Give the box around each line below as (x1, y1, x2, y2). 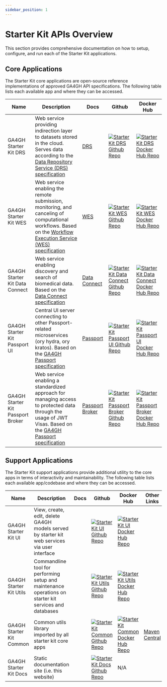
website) (34, 674, 55, 681)
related (34, 326, 52, 333)
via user (34, 544, 53, 551)
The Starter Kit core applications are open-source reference (5, 78, 128, 84)
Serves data (34, 146, 63, 153)
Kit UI (7, 534, 21, 541)
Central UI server (34, 307, 75, 314)
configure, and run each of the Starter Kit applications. (5, 50, 117, 56)
